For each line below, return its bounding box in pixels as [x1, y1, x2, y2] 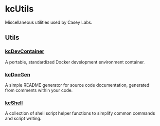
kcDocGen [5, 71, 31, 78]
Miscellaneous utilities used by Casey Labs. [5, 19, 92, 25]
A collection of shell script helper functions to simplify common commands [5, 110, 156, 116]
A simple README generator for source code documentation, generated [5, 82, 150, 88]
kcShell [5, 99, 23, 106]
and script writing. [5, 115, 42, 122]
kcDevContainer [5, 48, 45, 55]
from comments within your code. [5, 87, 73, 93]
